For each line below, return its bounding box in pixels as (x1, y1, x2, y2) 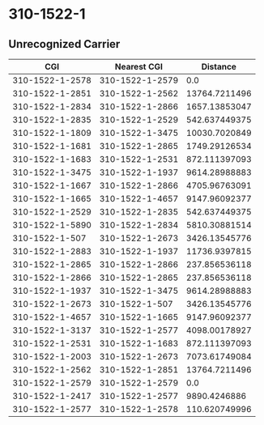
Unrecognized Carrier (8, 37, 121, 51)
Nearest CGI (114, 62, 164, 72)
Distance (201, 62, 237, 72)
